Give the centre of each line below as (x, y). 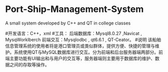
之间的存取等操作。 (29, 64)
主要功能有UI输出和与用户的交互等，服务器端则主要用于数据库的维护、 (82, 58)
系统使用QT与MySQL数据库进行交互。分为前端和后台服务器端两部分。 (86, 52)
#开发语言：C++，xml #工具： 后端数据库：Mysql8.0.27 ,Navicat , (74, 33)
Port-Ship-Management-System (75, 9)
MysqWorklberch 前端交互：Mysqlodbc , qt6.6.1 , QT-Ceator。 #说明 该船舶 (83, 39)
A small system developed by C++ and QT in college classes (68, 23)
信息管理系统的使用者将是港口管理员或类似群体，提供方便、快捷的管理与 (80, 45)
